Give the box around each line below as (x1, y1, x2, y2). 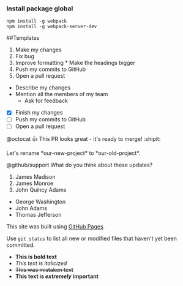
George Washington (15, 198, 66, 206)
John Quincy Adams (15, 186, 67, 194)
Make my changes (15, 46, 62, 53)
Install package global (6, 4, 73, 13)
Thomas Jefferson (15, 211, 62, 219)
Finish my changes (15, 109, 63, 116)
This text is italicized (15, 260, 67, 267)
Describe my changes (15, 84, 71, 91)
